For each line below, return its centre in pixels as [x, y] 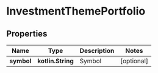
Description [97, 51]
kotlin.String [56, 61]
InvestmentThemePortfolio [76, 11]
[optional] [134, 61]
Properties [27, 34]
